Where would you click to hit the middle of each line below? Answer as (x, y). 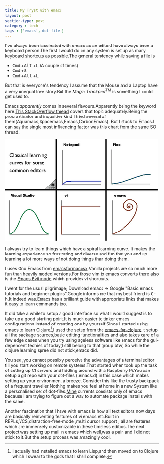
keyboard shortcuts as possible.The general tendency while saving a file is (80, 56)
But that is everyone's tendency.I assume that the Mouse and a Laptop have (81, 85)
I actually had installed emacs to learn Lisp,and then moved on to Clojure (85, 451)
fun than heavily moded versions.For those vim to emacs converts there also (82, 274)
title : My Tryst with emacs (34, 10)
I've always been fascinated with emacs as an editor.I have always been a (79, 46)
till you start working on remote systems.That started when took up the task (81, 365)
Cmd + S (19, 70)
